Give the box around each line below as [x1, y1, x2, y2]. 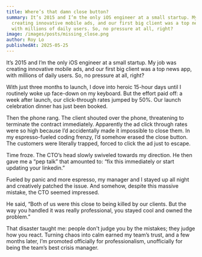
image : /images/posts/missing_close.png [6, 31, 109, 37]
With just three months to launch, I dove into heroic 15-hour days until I [6, 83, 182, 90]
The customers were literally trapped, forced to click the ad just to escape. [6, 140, 191, 147]
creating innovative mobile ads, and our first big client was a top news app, [6, 65, 192, 72]
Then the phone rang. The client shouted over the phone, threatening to [6, 114, 185, 121]
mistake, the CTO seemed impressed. [6, 188, 100, 196]
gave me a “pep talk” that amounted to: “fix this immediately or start [6, 158, 174, 165]
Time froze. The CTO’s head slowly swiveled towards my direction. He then [6, 151, 192, 158]
